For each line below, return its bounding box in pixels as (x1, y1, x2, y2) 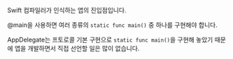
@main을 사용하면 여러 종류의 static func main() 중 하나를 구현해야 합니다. (7, 21, 218, 29)
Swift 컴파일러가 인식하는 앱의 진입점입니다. (7, 6, 127, 14)
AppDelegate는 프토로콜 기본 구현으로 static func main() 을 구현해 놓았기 (7, 35, 213, 44)
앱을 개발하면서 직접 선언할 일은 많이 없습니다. (14, 44, 140, 52)
